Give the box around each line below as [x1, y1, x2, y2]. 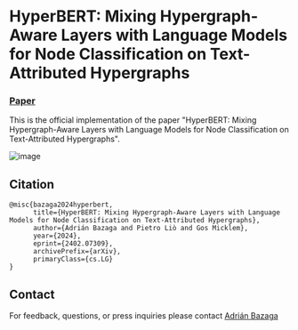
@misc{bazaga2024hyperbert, [9, 200, 114, 210]
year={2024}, [32, 231, 82, 241]
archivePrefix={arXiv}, [32, 247, 122, 256]
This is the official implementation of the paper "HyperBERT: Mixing [9, 115, 257, 125]
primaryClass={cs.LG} [32, 255, 114, 264]
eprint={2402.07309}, [32, 239, 114, 248]
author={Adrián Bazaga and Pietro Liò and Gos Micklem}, [32, 224, 249, 233]
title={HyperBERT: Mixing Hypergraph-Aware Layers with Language [32, 208, 280, 217]
